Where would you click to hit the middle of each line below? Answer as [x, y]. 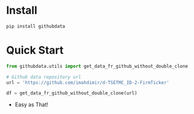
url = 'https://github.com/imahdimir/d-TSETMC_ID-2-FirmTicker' [88, 82]
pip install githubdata [36, 26]
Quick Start [35, 50]
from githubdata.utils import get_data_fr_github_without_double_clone [97, 66]
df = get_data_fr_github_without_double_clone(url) [72, 93]
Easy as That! [32, 104]
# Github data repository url [44, 77]
